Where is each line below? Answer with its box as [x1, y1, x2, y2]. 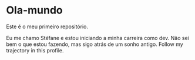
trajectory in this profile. [6, 46, 64, 54]
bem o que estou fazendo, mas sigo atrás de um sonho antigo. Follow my [6, 41, 183, 48]
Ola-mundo [6, 4, 63, 17]
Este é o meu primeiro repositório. [6, 23, 88, 30]
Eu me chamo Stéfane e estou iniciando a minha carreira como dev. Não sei [6, 34, 189, 41]
